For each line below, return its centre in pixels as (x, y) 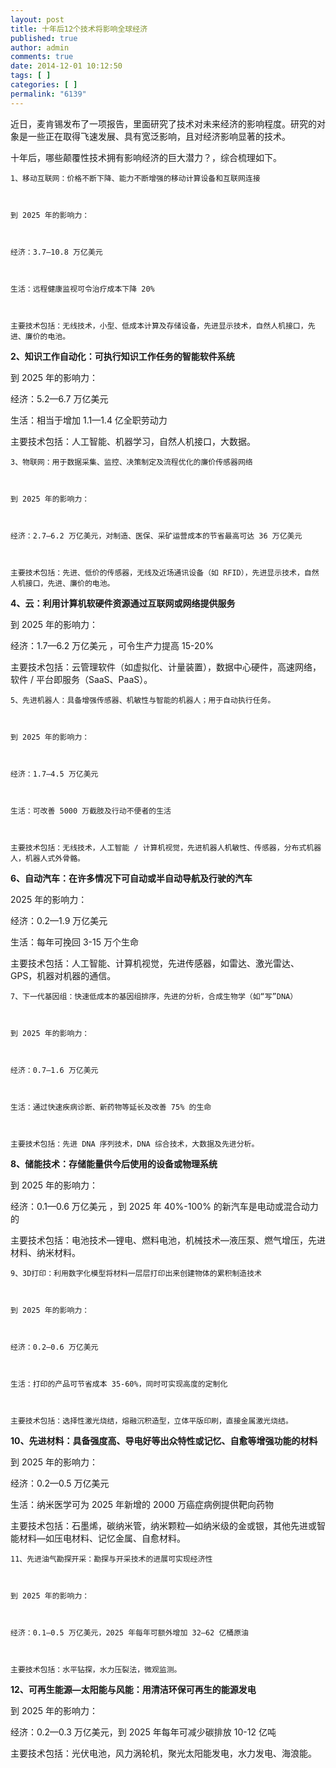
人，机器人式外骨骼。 (47, 858)
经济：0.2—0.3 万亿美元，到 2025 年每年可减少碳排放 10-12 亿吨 (143, 1732)
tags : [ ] (31, 76)
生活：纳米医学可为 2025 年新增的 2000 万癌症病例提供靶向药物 (142, 1504)
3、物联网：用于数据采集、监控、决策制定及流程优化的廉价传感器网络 (131, 462)
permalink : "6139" (48, 94)
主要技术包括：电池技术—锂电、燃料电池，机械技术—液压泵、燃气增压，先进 (168, 1240)
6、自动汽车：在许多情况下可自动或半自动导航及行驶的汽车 (131, 878)
